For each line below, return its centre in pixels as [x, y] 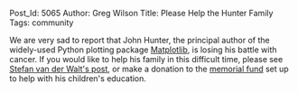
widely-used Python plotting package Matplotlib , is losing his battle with [143, 50]
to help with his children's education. [78, 79]
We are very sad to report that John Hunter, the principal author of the [140, 40]
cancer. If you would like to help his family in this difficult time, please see [146, 59]
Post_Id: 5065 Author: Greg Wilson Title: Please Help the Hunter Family [141, 13]
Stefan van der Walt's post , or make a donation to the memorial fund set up [149, 69]
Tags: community [42, 23]
